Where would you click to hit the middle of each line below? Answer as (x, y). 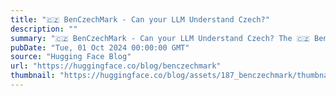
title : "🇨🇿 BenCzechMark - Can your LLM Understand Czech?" (140, 19)
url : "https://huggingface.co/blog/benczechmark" (116, 66)
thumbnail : (33, 76)
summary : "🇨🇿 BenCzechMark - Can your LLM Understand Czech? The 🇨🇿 (160, 38)
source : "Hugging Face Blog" (71, 57)
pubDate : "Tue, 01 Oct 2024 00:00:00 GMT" (100, 47)
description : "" (44, 29)
